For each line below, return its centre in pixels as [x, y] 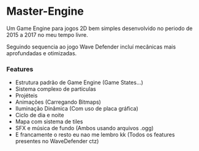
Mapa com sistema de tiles [49, 122]
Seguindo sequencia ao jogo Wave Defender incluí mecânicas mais [91, 47]
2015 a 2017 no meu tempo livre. [47, 34]
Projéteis [26, 96]
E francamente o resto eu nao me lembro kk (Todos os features [95, 135]
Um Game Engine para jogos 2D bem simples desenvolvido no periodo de [99, 28]
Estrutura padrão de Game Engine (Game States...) [79, 83]
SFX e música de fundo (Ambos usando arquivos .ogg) [84, 128]
